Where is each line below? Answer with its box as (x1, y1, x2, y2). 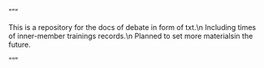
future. (8, 40, 31, 49)
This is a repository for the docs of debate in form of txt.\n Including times (8, 23, 257, 32)
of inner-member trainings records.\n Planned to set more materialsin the (8, 32, 253, 40)
